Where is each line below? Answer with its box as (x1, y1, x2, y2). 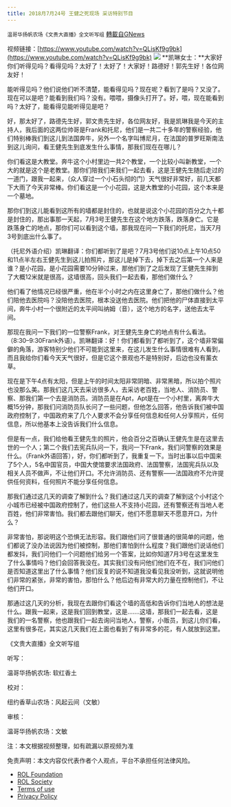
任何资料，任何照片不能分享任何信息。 (12, 477, 122, 485)
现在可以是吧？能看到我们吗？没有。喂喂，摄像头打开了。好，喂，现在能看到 (7, 94, 224, 102)
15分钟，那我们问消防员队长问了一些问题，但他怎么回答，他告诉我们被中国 (12, 402, 224, 410)
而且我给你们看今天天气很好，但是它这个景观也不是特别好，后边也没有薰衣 (7, 353, 218, 361)
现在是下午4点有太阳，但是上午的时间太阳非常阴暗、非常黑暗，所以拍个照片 (7, 377, 222, 385)
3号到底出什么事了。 (7, 232, 65, 240)
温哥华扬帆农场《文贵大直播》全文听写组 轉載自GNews (7, 30, 145, 38)
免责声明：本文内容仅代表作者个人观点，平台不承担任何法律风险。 (7, 756, 194, 764)
